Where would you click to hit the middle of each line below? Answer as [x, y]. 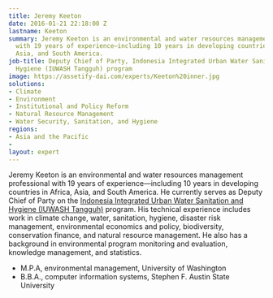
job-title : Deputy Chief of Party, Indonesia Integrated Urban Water [129, 62]
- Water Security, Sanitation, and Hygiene [83, 122]
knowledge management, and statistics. [75, 253]
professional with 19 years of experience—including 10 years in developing [133, 184]
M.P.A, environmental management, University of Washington [123, 268]
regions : [23, 129]
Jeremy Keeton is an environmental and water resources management [126, 175]
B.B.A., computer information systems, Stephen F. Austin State [125, 277]
